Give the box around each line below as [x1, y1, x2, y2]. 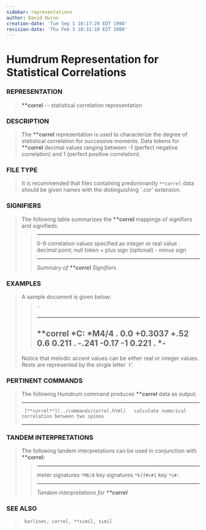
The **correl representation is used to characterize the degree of [21, 131, 188, 138]
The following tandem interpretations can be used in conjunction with [21, 447, 197, 454]
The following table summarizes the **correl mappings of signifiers [21, 216, 193, 223]
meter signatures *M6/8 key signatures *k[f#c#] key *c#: [36, 471, 180, 479]
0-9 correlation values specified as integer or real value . [36, 240, 180, 247]
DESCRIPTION [6, 117, 50, 125]
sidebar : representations [6, 9, 72, 15]
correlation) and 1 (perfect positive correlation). [21, 150, 141, 158]
